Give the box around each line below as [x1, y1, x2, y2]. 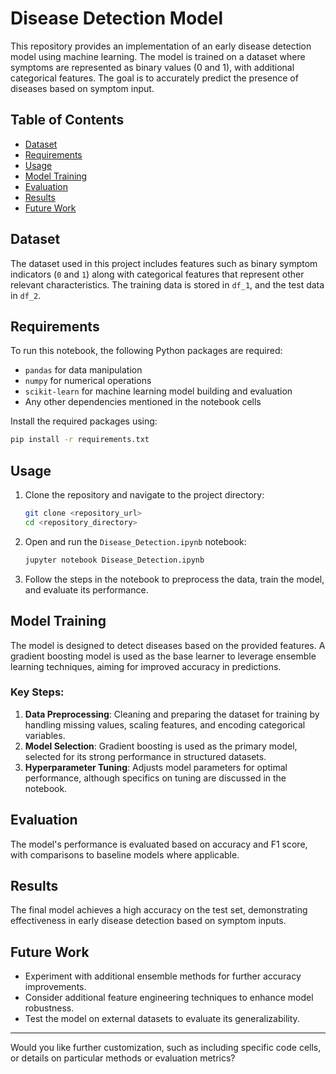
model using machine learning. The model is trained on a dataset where [10, 50, 306, 62]
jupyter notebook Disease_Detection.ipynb [24, 555, 205, 565]
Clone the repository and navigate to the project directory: [24, 489, 265, 501]
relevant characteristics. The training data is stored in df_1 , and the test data [10, 278, 325, 291]
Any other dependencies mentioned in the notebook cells [24, 396, 262, 408]
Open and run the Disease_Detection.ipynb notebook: [24, 535, 247, 547]
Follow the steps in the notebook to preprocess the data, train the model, [24, 573, 325, 585]
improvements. [24, 981, 87, 993]
